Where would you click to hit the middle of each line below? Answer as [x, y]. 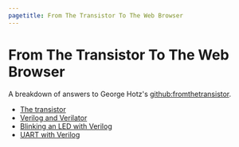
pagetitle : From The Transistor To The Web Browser [96, 15]
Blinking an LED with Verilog [66, 126]
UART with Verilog [50, 134]
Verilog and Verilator [53, 118]
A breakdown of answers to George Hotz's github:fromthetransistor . [120, 94]
